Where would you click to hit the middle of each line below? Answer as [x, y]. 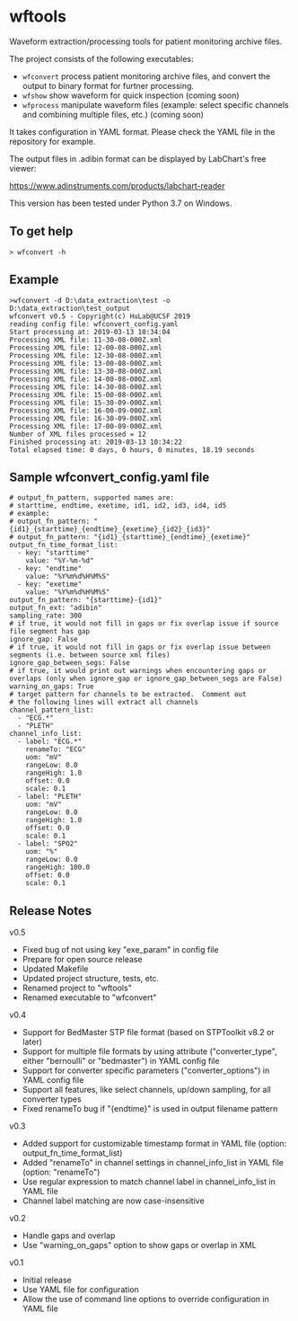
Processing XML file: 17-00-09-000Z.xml [86, 426]
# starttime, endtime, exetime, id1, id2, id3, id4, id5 [118, 506]
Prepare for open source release [82, 960]
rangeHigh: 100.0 [58, 868]
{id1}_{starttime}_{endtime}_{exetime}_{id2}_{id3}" [110, 529]
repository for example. [53, 141]
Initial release [47, 1280]
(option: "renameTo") [61, 1172]
